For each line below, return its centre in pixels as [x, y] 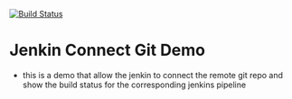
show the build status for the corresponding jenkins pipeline [134, 85]
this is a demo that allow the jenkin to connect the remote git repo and [152, 75]
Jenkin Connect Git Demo [108, 50]
